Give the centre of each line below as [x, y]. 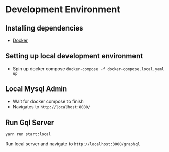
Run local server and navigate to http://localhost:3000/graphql [73, 144]
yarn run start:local [28, 134]
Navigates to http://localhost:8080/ [51, 107]
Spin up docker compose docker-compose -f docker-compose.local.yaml [88, 68]
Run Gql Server [30, 123]
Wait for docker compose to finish [48, 101]
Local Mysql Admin [36, 89]
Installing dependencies [44, 28]
